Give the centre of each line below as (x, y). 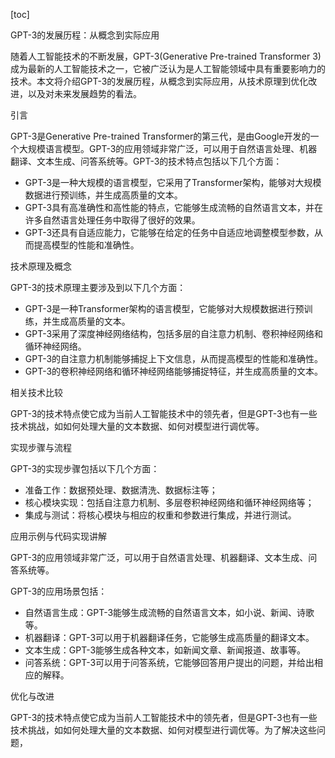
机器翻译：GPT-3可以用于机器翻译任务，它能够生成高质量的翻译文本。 (169, 637)
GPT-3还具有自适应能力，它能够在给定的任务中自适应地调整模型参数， (169, 232)
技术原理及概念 (41, 266)
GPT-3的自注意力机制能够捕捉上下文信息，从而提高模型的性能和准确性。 (174, 358)
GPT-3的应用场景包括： (59, 591)
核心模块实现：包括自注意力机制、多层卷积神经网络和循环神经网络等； (169, 502)
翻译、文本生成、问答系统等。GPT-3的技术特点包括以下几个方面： (146, 161)
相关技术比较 (36, 392)
